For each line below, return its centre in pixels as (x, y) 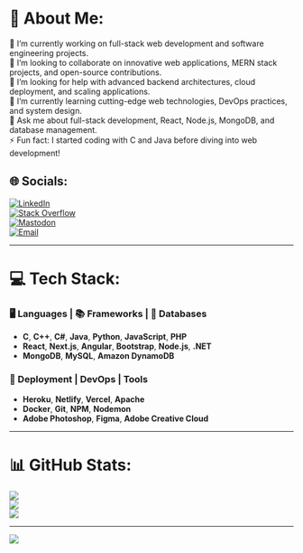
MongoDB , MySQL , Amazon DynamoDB (98, 356)
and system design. (46, 110)
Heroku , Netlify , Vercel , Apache (83, 399)
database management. (53, 129)
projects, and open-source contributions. (86, 72)
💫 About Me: (57, 19)
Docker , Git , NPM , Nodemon (77, 408)
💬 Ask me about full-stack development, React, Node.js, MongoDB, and (142, 120)
